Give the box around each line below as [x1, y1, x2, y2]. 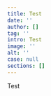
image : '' [7, 43, 36, 50]
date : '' [7, 17, 33, 24]
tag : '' [7, 29, 30, 37]
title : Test [7, 10, 42, 18]
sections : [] [7, 62, 45, 69]
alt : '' [7, 50, 30, 57]
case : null [7, 56, 39, 63]
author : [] [7, 23, 39, 30]
